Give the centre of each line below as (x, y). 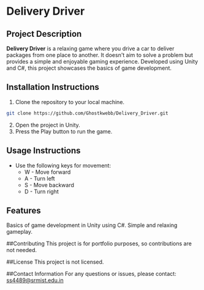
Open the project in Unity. (48, 125)
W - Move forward (47, 172)
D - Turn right (42, 191)
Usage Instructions (43, 151)
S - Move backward (49, 185)
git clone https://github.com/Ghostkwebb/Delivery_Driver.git (87, 113)
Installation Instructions (53, 87)
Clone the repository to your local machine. (70, 102)
